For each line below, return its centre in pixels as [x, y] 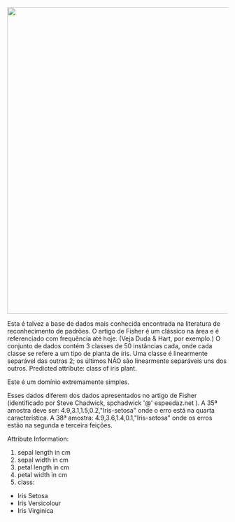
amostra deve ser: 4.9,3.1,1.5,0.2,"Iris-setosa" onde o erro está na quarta [111, 410]
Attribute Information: [38, 439]
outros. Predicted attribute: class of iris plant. [72, 368]
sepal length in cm [44, 452]
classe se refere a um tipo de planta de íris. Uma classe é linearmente [108, 353]
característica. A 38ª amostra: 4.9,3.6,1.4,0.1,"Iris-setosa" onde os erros [110, 418]
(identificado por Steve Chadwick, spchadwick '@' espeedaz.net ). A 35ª [113, 403]
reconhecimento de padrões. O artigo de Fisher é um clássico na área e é [113, 331]
